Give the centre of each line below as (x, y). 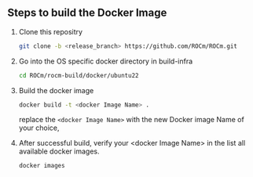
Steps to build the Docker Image (87, 13)
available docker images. (59, 151)
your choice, (39, 128)
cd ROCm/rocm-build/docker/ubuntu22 (79, 75)
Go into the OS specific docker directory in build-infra (106, 61)
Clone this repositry (51, 31)
